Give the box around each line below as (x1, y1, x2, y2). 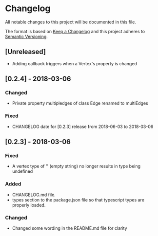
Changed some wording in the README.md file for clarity (12, 225, 128, 231)
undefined (12, 168, 33, 174)
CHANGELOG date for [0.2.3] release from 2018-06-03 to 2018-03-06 (12, 124, 154, 129)
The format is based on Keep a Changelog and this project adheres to (5, 28, 145, 34)
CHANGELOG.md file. (12, 192, 56, 198)
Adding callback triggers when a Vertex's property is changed (12, 60, 138, 66)
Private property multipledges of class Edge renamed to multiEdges (12, 100, 148, 106)
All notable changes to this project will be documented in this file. (5, 19, 137, 25)
